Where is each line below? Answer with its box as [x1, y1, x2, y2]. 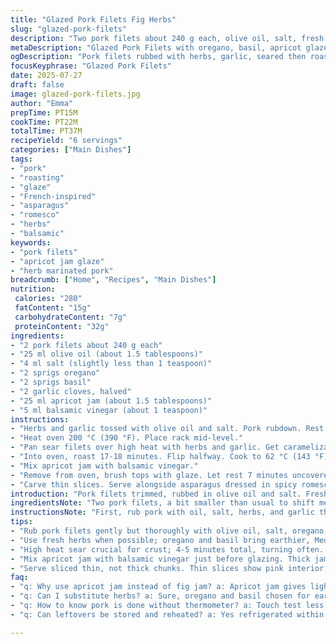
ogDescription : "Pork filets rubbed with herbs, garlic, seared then [10, 52, 307, 62]
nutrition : [10, 284, 56, 295]
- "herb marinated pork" [10, 266, 114, 276]
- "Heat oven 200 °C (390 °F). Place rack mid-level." [10, 433, 244, 443]
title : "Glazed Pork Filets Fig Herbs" [10, 14, 177, 25]
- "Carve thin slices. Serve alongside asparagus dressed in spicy [10, 479, 298, 490]
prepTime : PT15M [10, 107, 78, 118]
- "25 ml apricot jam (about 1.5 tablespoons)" [10, 396, 213, 406]
